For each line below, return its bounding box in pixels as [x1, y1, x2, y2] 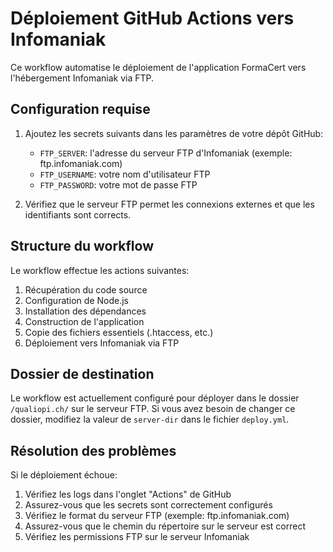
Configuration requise [10, 101, 151, 118]
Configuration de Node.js [24, 294, 129, 306]
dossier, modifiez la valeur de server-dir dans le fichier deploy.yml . [10, 413, 290, 426]
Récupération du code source [24, 283, 148, 296]
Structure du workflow [10, 238, 154, 255]
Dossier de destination [10, 365, 155, 382]
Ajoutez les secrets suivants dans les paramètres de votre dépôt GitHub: [24, 127, 324, 139]
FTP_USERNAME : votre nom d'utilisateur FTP [39, 168, 211, 180]
